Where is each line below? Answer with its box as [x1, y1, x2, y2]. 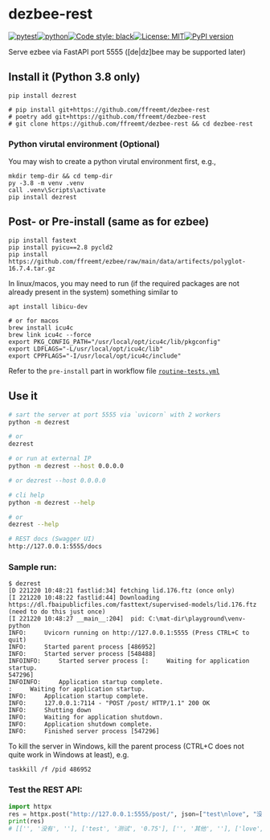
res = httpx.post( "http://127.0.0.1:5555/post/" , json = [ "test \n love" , [8, 809, 250, 818]
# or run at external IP [8, 455, 92, 463]
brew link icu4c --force [8, 330, 92, 338]
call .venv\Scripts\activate [8, 186, 106, 195]
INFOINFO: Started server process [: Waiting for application [8, 657, 250, 666]
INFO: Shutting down [8, 707, 92, 715]
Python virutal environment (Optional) [8, 138, 161, 150]
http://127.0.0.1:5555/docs [8, 543, 103, 551]
